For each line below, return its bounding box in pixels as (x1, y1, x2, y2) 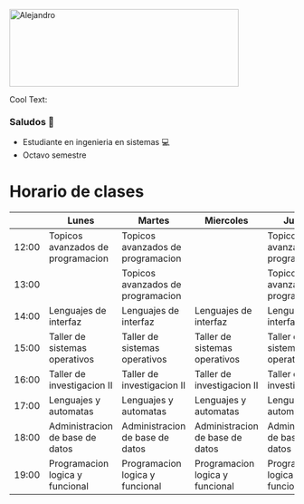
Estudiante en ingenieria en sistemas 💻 (22, 137, 170, 148)
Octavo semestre (22, 150, 87, 160)
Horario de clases (9, 181, 145, 202)
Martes (138, 214, 170, 227)
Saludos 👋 (9, 115, 54, 128)
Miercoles (204, 214, 249, 227)
